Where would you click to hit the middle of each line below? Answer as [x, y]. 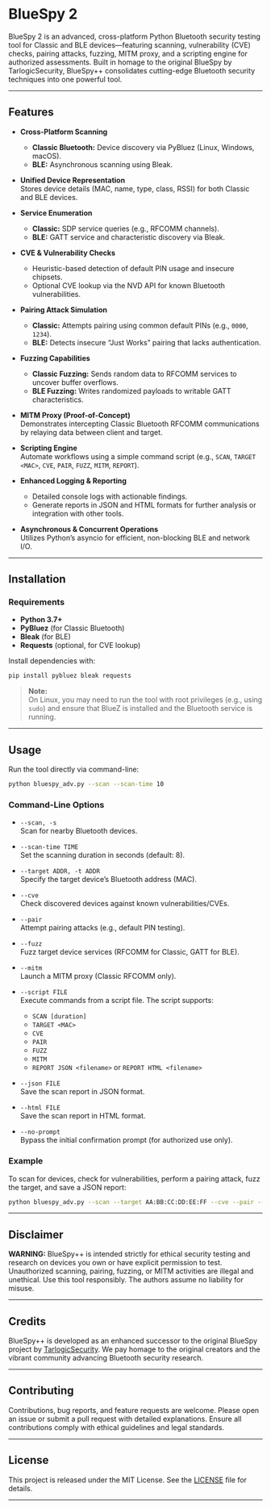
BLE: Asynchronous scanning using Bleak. [102, 164]
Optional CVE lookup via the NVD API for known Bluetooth [129, 285]
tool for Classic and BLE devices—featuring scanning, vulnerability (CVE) [130, 44]
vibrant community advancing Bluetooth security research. [106, 1358]
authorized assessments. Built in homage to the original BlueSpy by [120, 62]
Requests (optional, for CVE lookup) [80, 646]
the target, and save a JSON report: [67, 1187]
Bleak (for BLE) [45, 637]
